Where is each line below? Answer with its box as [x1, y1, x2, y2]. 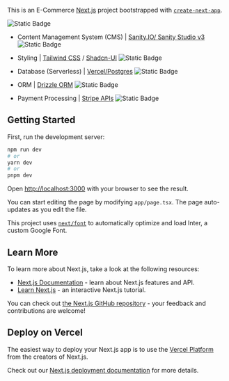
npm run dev [7, 146, 42, 153]
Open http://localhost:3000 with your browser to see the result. [7, 184, 189, 193]
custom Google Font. [7, 226, 68, 235]
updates [7, 205, 31, 214]
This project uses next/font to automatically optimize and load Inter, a [7, 219, 208, 227]
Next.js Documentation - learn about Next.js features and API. [17, 278, 195, 286]
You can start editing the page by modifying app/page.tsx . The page [7, 198, 203, 206]
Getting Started [7, 114, 76, 126]
